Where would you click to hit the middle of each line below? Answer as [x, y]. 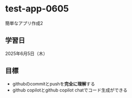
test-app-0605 [37, 9]
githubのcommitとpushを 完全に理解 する [53, 83]
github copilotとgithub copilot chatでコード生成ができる [70, 90]
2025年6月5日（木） [26, 53]
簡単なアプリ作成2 [24, 23]
